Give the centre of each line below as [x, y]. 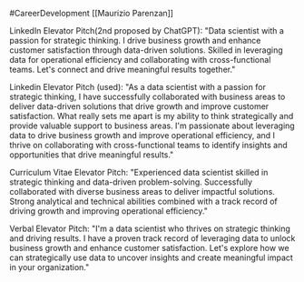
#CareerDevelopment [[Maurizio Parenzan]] [92, 13]
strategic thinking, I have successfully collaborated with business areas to [147, 96]
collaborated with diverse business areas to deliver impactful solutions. [142, 191]
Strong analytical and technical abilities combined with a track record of [144, 201]
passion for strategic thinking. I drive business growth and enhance [135, 40]
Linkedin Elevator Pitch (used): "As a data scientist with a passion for [137, 87]
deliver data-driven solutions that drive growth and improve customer [139, 106]
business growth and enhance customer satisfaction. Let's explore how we [149, 248]
